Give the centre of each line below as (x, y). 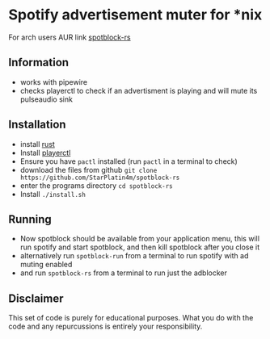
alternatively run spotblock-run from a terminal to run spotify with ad (134, 256)
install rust (37, 144)
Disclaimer (36, 298)
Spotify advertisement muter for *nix (135, 15)
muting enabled (46, 265)
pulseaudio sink (46, 99)
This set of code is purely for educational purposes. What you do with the (131, 318)
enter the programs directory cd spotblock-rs (96, 185)
